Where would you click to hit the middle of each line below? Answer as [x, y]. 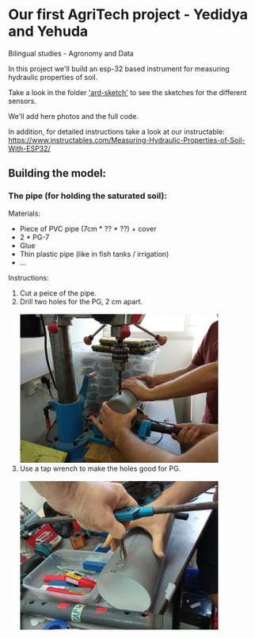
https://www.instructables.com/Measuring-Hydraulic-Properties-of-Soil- [127, 139]
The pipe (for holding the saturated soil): [88, 196]
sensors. [23, 101]
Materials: [25, 213]
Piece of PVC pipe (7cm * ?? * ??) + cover [88, 228]
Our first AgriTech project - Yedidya [128, 15]
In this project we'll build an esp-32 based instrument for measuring [119, 68]
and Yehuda [48, 31]
